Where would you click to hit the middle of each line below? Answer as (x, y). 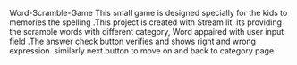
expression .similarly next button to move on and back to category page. (143, 51)
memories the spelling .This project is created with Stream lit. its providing (146, 22)
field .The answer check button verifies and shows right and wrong (133, 41)
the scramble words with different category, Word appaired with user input (147, 32)
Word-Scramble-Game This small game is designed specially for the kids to (148, 13)
